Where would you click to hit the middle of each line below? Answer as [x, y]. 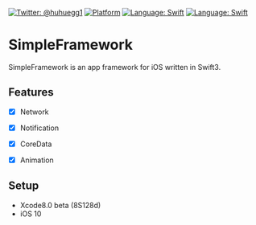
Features [31, 92]
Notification [39, 128]
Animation [37, 160]
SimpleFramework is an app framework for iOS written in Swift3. [115, 67]
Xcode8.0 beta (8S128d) [60, 205]
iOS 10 [31, 214]
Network [35, 112]
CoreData [36, 144]
